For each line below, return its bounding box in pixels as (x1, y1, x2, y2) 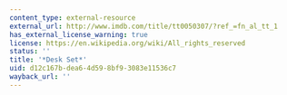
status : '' (9, 47, 51, 56)
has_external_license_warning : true (9, 30, 148, 39)
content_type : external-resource (9, 13, 136, 23)
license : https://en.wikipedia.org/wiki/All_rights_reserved (9, 38, 246, 48)
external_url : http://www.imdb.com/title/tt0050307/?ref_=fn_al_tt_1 (9, 22, 279, 31)
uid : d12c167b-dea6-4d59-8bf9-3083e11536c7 (9, 64, 177, 73)
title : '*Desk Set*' (9, 55, 88, 64)
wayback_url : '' (9, 72, 71, 81)
